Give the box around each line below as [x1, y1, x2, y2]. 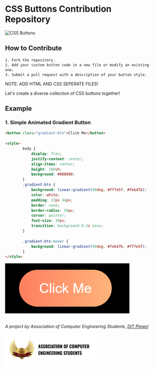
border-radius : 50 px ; [31, 208, 76, 213]
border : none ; [31, 203, 60, 208]
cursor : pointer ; [31, 213, 67, 218]
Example [5, 104, 32, 113]
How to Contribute [5, 44, 62, 52]
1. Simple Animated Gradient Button [5, 119, 91, 126]
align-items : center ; [31, 162, 76, 166]
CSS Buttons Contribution [5, 3, 112, 15]
